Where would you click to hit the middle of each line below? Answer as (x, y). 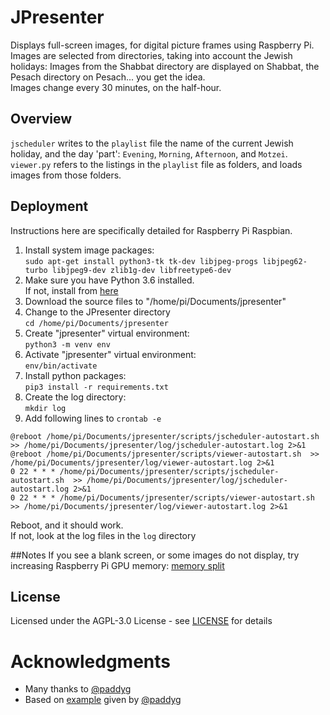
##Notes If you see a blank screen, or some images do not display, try (155, 555)
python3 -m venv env (67, 344)
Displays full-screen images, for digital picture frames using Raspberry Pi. (162, 45)
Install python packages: (75, 375)
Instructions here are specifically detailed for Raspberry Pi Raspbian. (151, 230)
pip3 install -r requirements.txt (96, 387)
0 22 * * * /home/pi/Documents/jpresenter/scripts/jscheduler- (145, 471)
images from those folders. (66, 175)
